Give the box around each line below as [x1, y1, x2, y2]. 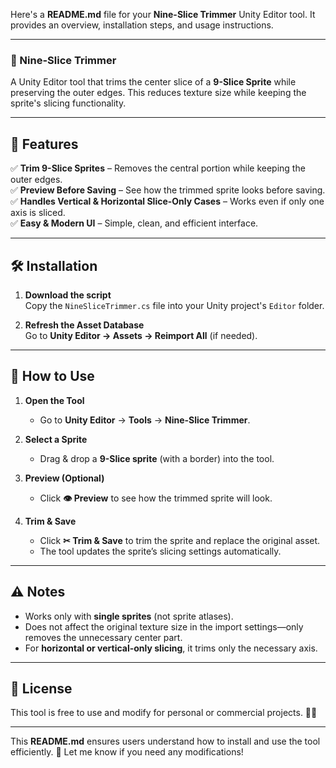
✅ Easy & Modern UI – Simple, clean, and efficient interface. [10, 217, 259, 229]
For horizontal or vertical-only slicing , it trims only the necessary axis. [24, 642, 318, 654]
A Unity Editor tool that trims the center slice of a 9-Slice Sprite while [10, 76, 297, 88]
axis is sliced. [10, 207, 66, 219]
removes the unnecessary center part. [24, 631, 183, 643]
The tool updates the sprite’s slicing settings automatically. [39, 545, 282, 557]
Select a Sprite [24, 433, 88, 445]
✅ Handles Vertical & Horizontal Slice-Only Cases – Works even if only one [10, 195, 325, 208]
